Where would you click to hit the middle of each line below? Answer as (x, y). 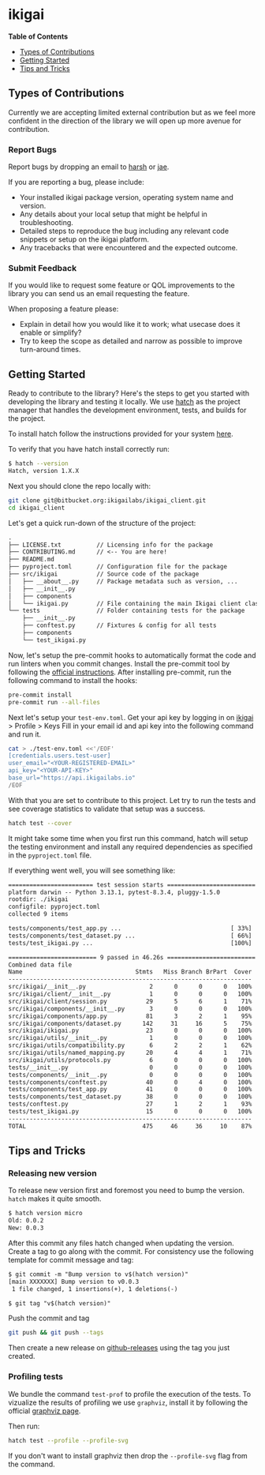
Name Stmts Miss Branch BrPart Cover (130, 972)
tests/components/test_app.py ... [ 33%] (130, 929)
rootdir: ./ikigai (38, 899)
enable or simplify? (50, 332)
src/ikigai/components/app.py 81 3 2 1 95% (130, 1016)
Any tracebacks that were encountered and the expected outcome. (129, 248)
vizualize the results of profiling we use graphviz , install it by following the (128, 1402)
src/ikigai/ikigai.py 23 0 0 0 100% (130, 1031)
